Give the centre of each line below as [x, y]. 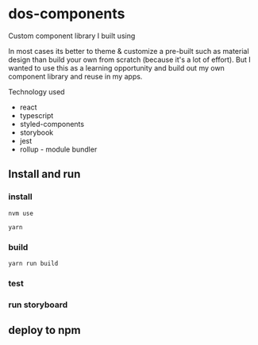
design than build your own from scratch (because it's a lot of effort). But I [130, 59]
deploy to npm [44, 330]
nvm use [21, 213]
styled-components [52, 124]
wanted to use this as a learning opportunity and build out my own [116, 67]
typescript [37, 115]
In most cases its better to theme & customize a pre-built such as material [129, 51]
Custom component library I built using [72, 36]
